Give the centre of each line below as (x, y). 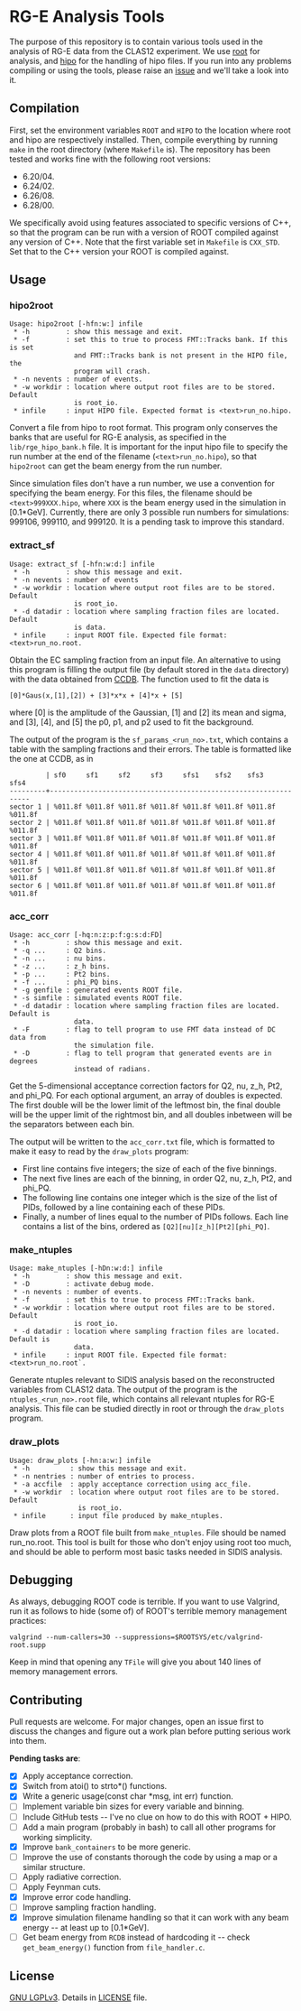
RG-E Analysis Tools (87, 17)
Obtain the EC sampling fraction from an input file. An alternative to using (145, 660)
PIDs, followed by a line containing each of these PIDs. (123, 1208)
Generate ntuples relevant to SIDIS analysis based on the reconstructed (142, 1380)
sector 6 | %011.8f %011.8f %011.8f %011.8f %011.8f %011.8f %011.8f (143, 885)
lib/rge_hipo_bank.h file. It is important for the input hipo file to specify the (149, 447)
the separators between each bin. (72, 1125)
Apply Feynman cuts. (62, 1886)
